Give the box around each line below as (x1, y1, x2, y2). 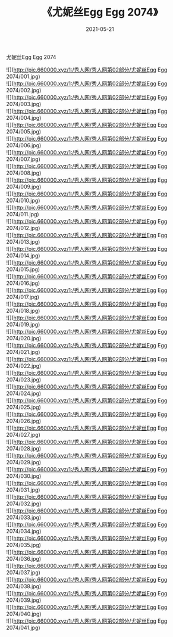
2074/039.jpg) (6, 596, 42, 604)
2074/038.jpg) (6, 582, 42, 590)
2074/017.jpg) (6, 293, 40, 300)
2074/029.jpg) (6, 458, 42, 465)
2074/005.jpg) (6, 128, 42, 135)
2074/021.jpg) (6, 348, 40, 355)
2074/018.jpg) (6, 307, 40, 314)
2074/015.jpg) (6, 266, 40, 273)
